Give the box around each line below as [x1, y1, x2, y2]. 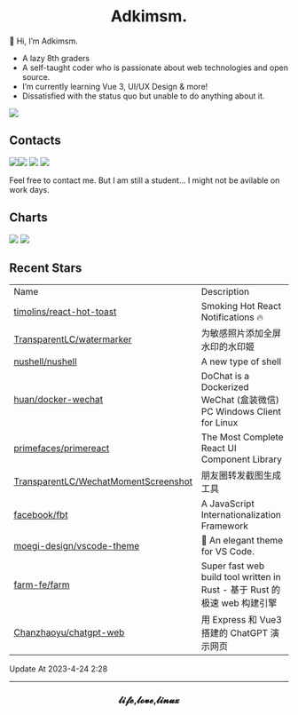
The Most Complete [200, 431, 284, 443]
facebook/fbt [13, 509, 68, 521]
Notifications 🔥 [200, 311, 263, 323]
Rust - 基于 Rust [200, 584, 270, 596]
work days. [9, 184, 51, 195]
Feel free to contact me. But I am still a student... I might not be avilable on [9, 175, 280, 186]
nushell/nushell [13, 355, 77, 368]
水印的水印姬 [200, 340, 255, 353]
